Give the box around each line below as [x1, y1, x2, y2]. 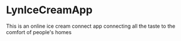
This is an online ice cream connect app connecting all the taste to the [6, 23, 176, 29]
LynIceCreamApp [6, 3, 93, 17]
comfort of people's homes [6, 28, 72, 35]
